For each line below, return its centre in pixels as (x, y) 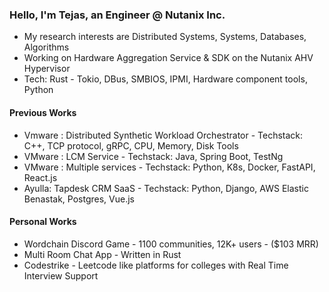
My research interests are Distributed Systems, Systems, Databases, (165, 37)
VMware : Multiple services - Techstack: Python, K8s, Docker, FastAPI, (169, 167)
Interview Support (61, 275)
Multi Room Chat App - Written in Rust (102, 254)
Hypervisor (47, 69)
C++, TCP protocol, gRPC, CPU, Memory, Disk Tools (131, 145)
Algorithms (46, 47)
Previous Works (43, 112)
